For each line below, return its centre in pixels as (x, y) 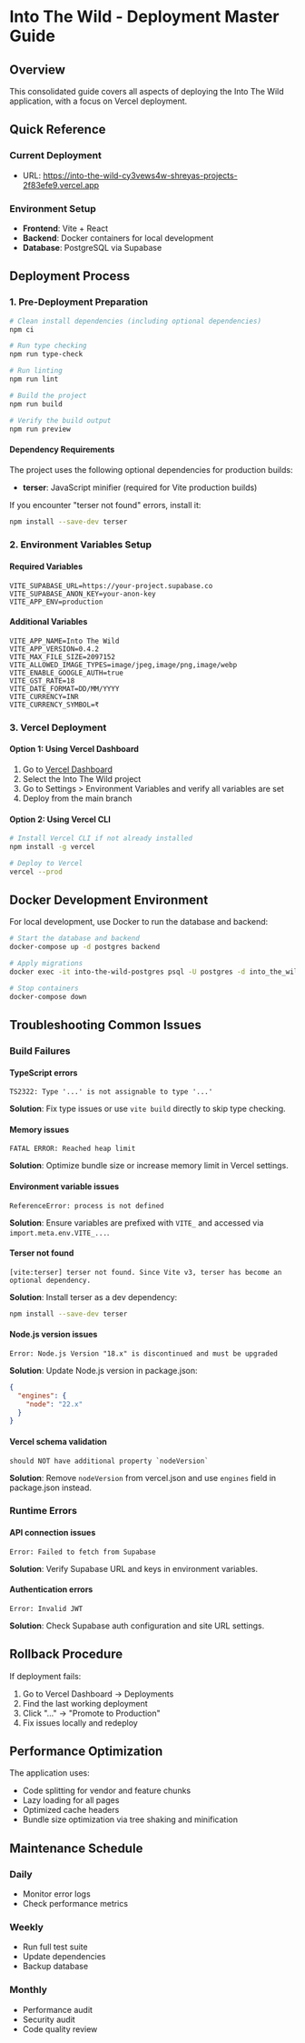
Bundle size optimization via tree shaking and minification (130, 1819)
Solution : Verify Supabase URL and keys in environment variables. (134, 1568)
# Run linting (36, 371)
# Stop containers (44, 988)
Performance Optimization (86, 1752)
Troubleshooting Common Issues (105, 1025)
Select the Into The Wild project (82, 778)
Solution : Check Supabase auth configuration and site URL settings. (137, 1626)
